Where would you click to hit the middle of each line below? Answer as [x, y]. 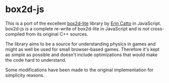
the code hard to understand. [36, 60]
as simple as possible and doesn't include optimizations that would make [81, 55]
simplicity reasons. [25, 75]
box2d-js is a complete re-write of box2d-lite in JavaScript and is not [77, 28]
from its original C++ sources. [57, 34]
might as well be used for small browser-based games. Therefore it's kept [82, 49]
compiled [15, 34]
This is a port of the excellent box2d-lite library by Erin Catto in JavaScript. [83, 23]
